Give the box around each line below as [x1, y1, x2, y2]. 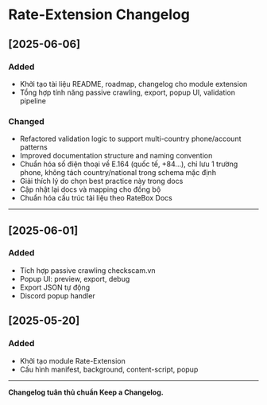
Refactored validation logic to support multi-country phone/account [19, 134, 242, 144]
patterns [19, 142, 48, 152]
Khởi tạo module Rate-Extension [19, 356, 126, 365]
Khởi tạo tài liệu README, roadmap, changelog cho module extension [19, 79, 248, 88]
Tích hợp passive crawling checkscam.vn [19, 265, 157, 275]
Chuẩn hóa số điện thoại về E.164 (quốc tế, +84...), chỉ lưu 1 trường [19, 159, 238, 169]
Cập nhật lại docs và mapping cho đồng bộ [19, 185, 161, 194]
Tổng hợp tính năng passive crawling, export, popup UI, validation [19, 88, 236, 97]
